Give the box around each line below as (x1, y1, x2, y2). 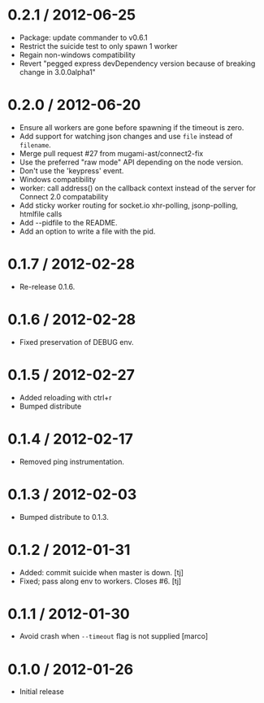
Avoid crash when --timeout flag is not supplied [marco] (19, 631, 209, 641)
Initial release (19, 687, 64, 696)
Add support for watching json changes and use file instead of (19, 131, 233, 141)
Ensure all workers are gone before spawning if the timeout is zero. (19, 122, 245, 132)
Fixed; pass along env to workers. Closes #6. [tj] (19, 576, 182, 586)
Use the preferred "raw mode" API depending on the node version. (19, 157, 244, 167)
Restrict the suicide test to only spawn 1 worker (19, 41, 178, 50)
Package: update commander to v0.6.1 (19, 33, 148, 42)
